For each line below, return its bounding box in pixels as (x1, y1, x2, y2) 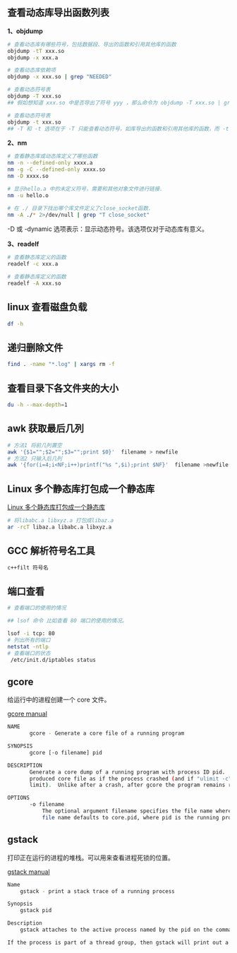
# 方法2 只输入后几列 (7, 455, 62, 462)
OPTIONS (7, 794, 30, 802)
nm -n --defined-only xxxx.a (7, 160, 93, 167)
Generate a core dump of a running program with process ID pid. (29, 769, 226, 776)
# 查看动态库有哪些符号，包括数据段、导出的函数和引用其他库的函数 (7, 41, 176, 48)
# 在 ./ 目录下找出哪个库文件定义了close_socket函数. (7, 204, 152, 212)
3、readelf (7, 239, 39, 249)
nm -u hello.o (7, 191, 49, 199)
